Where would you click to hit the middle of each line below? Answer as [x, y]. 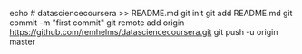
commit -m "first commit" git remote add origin [97, 22]
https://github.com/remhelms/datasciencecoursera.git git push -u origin [144, 32]
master [23, 41]
